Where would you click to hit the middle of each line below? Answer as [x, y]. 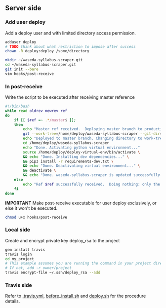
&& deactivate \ [40, 171]
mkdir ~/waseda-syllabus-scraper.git [44, 60]
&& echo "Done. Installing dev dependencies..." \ [76, 157]
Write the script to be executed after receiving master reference [70, 97]
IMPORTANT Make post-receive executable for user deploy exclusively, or [81, 203]
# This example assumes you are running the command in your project [78, 264]
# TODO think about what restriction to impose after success [70, 46]
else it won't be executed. [31, 208]
